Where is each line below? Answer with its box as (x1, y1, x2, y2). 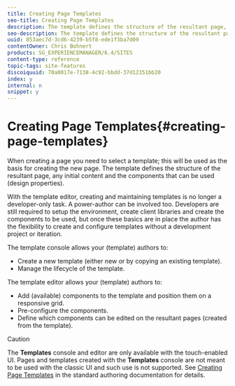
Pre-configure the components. (17, 306, 108, 315)
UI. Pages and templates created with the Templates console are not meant (7, 356, 225, 364)
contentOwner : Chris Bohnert (7, 43, 92, 50)
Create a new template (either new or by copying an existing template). (17, 257, 222, 266)
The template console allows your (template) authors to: (7, 243, 169, 252)
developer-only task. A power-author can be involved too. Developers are (7, 200, 219, 209)
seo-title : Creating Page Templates (7, 17, 114, 24)
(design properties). (7, 179, 65, 188)
